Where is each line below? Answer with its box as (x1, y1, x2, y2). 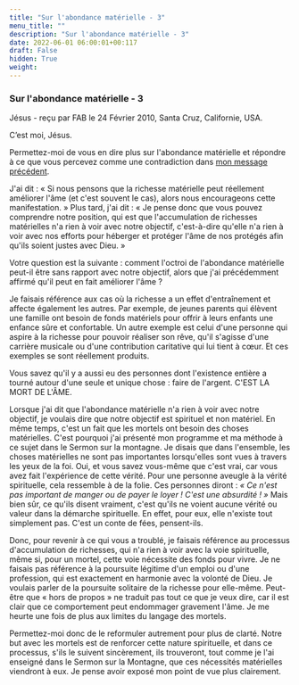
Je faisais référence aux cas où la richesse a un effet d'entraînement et (9, 293, 270, 304)
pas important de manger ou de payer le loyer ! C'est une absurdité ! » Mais (9, 490, 288, 500)
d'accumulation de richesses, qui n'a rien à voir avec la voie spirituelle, (9, 545, 270, 556)
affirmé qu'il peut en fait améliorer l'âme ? (9, 276, 163, 287)
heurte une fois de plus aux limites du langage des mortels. (9, 611, 227, 622)
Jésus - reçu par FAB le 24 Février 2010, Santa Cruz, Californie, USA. (9, 112, 263, 123)
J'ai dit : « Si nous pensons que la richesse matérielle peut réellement (9, 184, 265, 194)
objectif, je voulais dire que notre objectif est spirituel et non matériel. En (9, 414, 276, 425)
